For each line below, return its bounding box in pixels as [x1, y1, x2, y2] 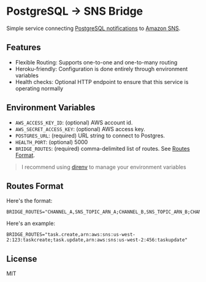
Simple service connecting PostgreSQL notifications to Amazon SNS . [6, 25, 181, 32]
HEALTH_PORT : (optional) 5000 [15, 138, 88, 145]
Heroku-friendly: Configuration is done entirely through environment [15, 65, 188, 72]
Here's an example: [6, 219, 55, 227]
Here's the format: [6, 197, 53, 205]
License [6, 253, 37, 264]
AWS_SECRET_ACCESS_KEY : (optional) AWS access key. [15, 125, 145, 132]
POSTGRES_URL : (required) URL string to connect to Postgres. [15, 132, 166, 139]
